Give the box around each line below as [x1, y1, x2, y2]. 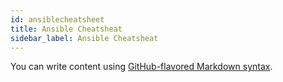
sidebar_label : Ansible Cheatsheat [10, 33, 159, 43]
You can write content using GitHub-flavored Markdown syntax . [10, 61, 273, 73]
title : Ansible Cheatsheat [10, 24, 123, 34]
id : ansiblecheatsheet [10, 14, 105, 25]
